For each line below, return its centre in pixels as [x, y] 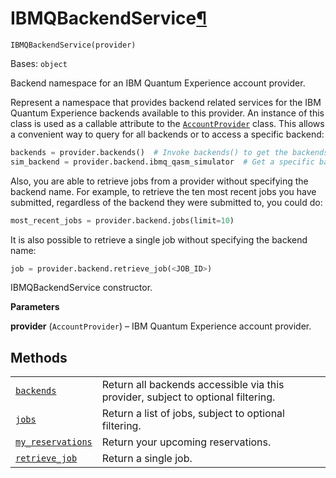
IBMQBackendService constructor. [81, 288]
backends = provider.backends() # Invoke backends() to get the [149, 152]
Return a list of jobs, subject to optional [193, 414]
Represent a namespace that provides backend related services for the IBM [166, 102]
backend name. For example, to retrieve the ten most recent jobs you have [163, 191]
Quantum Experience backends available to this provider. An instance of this [167, 113]
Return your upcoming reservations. [186, 442]
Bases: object [39, 63]
